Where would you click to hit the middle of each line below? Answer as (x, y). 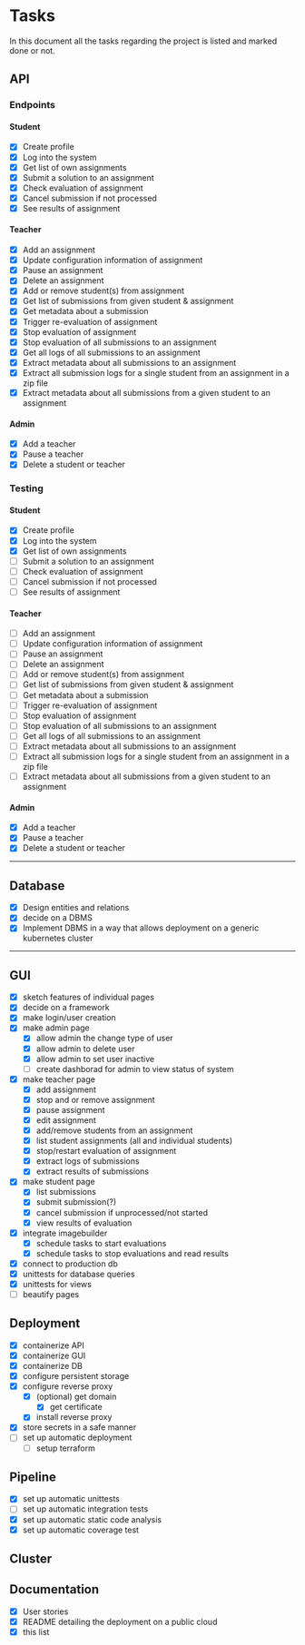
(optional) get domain (76, 1397)
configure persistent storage (76, 1376)
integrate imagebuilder (65, 1233)
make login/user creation (69, 1018)
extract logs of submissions (88, 1161)
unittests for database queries (79, 1274)
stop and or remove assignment (96, 1099)
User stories (45, 1611)
